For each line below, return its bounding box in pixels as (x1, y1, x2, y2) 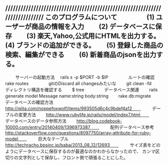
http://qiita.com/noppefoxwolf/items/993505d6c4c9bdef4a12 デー (5, 105, 161, 111)
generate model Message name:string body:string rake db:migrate (5, 92, 151, 99)
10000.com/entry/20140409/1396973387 (5, 124, 91, 130)
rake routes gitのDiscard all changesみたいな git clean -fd (5, 80, 152, 86)
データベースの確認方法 (5, 99, 54, 105)
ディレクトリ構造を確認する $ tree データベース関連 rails (5, 86, 158, 92)
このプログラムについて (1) (45, 13, 154, 21)
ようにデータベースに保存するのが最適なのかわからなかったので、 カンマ (5, 148, 155, 154)
